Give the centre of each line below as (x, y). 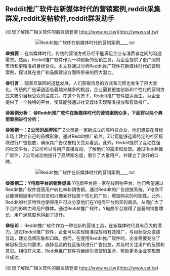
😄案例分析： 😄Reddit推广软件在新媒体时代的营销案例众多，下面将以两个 (82, 112)
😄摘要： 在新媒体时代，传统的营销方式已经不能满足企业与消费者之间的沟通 (83, 53)
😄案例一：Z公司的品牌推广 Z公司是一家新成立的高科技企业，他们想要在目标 (84, 130)
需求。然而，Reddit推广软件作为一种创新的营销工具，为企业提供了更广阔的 (83, 59)
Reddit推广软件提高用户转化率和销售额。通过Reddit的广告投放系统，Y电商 (82, 189)
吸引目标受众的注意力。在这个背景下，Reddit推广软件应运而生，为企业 (87, 96)
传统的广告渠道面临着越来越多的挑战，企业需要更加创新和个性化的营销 (87, 89)
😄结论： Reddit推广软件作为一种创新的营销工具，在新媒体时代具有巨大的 (81, 225)
